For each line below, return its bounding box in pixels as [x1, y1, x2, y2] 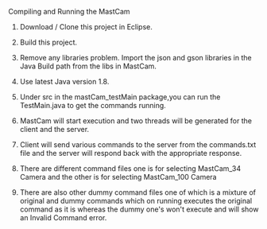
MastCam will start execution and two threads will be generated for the [19, 116, 253, 126]
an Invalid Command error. [19, 213, 107, 222]
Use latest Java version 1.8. [19, 77, 110, 86]
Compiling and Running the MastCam [8, 7, 130, 16]
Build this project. [19, 37, 78, 47]
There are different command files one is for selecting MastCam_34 [19, 164, 241, 173]
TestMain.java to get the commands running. [19, 101, 167, 110]
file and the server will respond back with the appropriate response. [19, 149, 242, 157]
